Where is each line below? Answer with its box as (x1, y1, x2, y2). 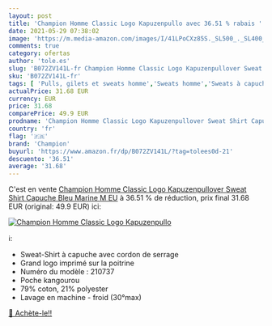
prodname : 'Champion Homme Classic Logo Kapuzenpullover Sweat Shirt (8, 117, 249, 125)
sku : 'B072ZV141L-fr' (8, 72, 82, 80)
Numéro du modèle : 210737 (19, 267, 115, 277)
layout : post (8, 11, 53, 20)
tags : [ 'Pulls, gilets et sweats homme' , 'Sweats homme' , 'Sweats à (8, 79, 241, 87)
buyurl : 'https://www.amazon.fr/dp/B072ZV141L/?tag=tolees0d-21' (8, 147, 233, 155)
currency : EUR (8, 95, 57, 103)
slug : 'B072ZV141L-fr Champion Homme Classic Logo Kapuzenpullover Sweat (8, 65, 263, 73)
